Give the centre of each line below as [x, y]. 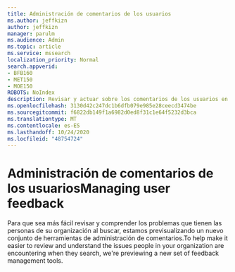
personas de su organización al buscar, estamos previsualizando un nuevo [115, 231]
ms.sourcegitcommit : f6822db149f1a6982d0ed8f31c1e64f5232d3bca [102, 112]
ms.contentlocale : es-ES [44, 125]
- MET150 [20, 79]
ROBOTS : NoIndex [31, 93]
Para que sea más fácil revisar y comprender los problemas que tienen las [115, 223]
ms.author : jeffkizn [38, 20]
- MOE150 [20, 86]
